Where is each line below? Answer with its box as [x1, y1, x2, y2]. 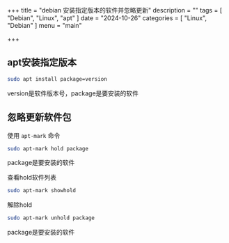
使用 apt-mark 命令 [7, 131, 61, 139]
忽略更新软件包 [7, 111, 72, 123]
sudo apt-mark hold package [7, 145, 89, 152]
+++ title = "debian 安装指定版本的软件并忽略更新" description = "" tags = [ [7, 6, 223, 14]
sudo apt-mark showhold [7, 187, 77, 194]
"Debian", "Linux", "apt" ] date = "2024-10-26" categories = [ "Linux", [7, 14, 207, 22]
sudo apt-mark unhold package [7, 214, 95, 221]
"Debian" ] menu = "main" [7, 22, 82, 29]
